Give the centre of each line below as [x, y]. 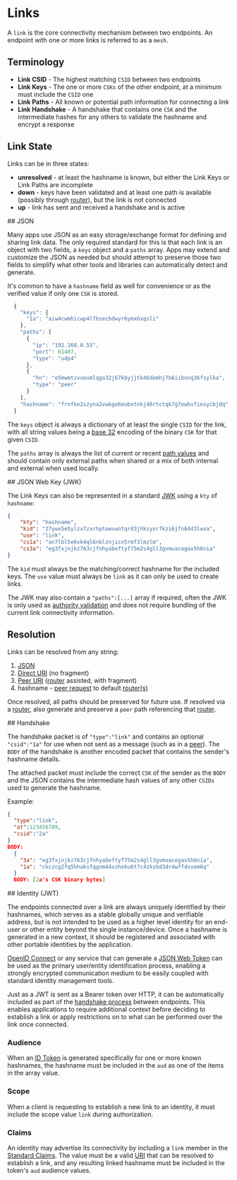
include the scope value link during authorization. [80, 1114]
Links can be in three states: [48, 163]
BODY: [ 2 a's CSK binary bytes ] [60, 880]
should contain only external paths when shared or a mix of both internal [113, 460]
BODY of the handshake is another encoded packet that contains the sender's [118, 751]
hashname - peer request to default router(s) [83, 688]
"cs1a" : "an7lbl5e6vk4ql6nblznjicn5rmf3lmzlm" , [91, 542]
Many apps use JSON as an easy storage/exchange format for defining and [117, 234]
